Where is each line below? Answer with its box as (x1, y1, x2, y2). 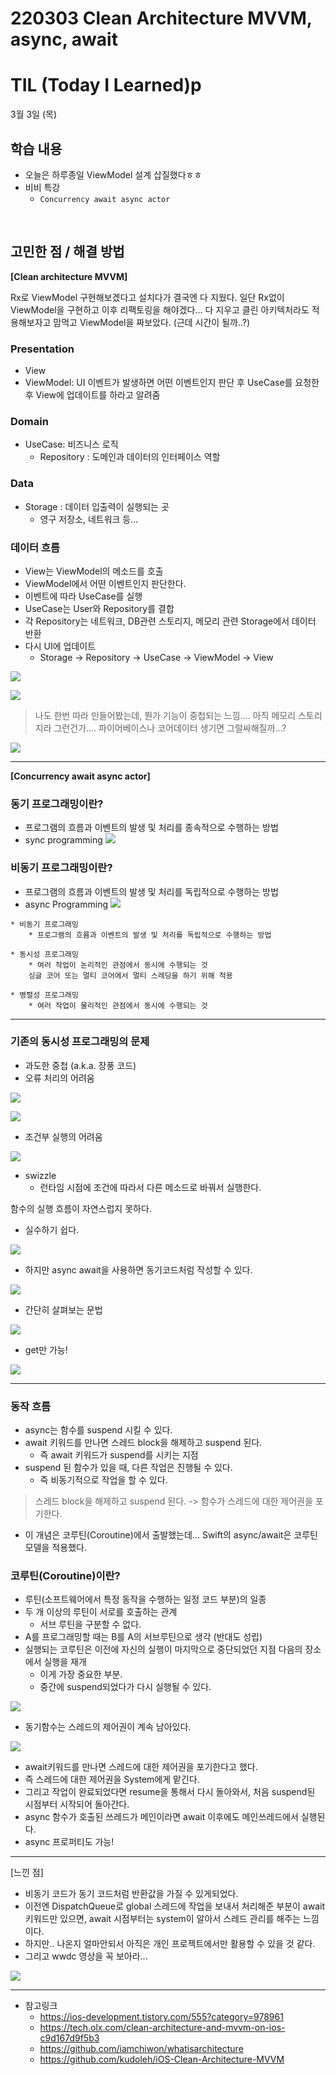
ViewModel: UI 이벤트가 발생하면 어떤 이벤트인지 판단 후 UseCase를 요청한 (24, 377, 320, 389)
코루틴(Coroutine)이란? (10, 1569, 121, 1583)
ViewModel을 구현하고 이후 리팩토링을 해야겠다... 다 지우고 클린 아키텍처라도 (10, 303, 310, 316)
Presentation (10, 342, 75, 356)
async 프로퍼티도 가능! (24, 1836, 115, 1848)
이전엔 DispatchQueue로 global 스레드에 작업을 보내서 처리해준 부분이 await (24, 1900, 326, 1912)
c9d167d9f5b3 (39, 2032, 100, 2044)
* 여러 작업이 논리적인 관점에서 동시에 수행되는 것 (28, 960, 208, 970)
